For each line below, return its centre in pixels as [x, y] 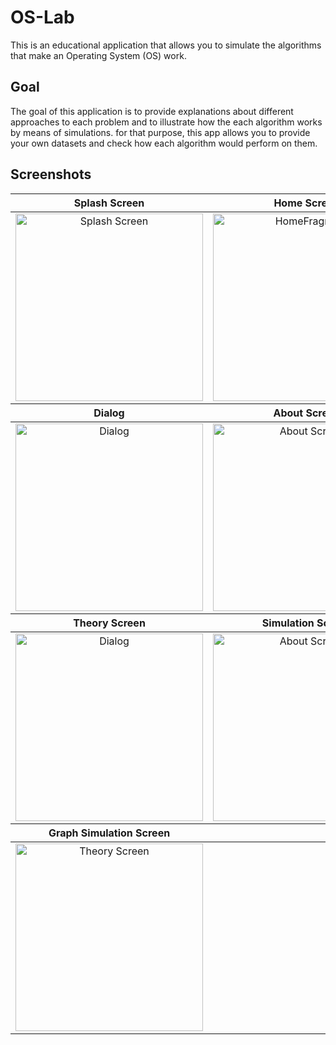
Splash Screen [109, 203]
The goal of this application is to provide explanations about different [152, 111]
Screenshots [51, 174]
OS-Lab [42, 17]
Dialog [109, 413]
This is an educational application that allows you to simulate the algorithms [166, 45]
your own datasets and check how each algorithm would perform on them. [164, 143]
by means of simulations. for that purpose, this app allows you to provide [160, 132]
